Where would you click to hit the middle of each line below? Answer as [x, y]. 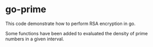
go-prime [26, 9]
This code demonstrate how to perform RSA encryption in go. [71, 24]
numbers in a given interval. [35, 39]
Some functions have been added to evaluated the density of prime [76, 33]
